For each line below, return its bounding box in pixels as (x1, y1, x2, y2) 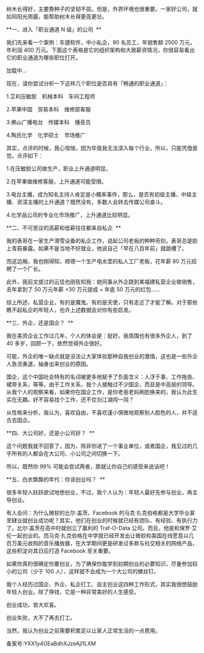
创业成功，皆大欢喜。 (6, 601, 59, 608)
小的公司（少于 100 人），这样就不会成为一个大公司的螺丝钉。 (6, 568, 160, 575)
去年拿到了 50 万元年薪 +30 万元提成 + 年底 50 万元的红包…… (6, 286, 161, 293)
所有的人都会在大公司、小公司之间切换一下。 (11, 450, 123, 457)
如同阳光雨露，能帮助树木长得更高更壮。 (6, 13, 107, 20)
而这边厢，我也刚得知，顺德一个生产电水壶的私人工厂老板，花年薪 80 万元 (6, 258, 192, 264)
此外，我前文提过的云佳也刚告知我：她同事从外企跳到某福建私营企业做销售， (6, 278, 198, 285)
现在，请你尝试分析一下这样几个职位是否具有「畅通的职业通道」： (6, 80, 169, 87)
